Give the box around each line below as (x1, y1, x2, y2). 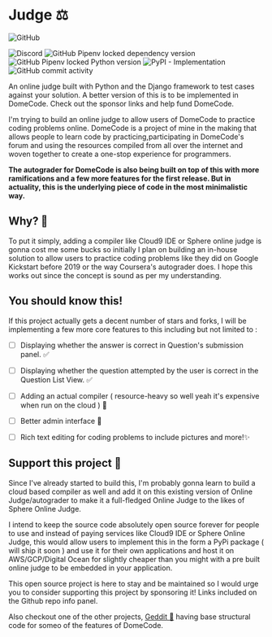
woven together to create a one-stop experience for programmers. (8, 149, 231, 159)
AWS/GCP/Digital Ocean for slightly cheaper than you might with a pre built (8, 554, 261, 564)
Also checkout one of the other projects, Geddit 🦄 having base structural (8, 612, 251, 622)
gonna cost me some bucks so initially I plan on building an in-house (8, 244, 238, 254)
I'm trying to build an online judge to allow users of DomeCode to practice (8, 114, 256, 124)
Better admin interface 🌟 (19, 416, 102, 425)
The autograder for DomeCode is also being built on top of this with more (8, 164, 260, 174)
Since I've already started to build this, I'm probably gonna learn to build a (8, 478, 256, 487)
